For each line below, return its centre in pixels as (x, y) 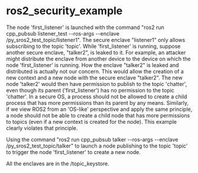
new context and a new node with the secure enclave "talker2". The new (95, 78)
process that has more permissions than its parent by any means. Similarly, (98, 102)
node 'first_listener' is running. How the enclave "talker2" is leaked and (92, 65)
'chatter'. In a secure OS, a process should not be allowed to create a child (97, 97)
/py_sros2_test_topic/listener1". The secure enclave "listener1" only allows (96, 40)
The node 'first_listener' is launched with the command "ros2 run (85, 27)
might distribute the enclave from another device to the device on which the (98, 59)
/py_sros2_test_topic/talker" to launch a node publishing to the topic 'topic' (97, 146)
